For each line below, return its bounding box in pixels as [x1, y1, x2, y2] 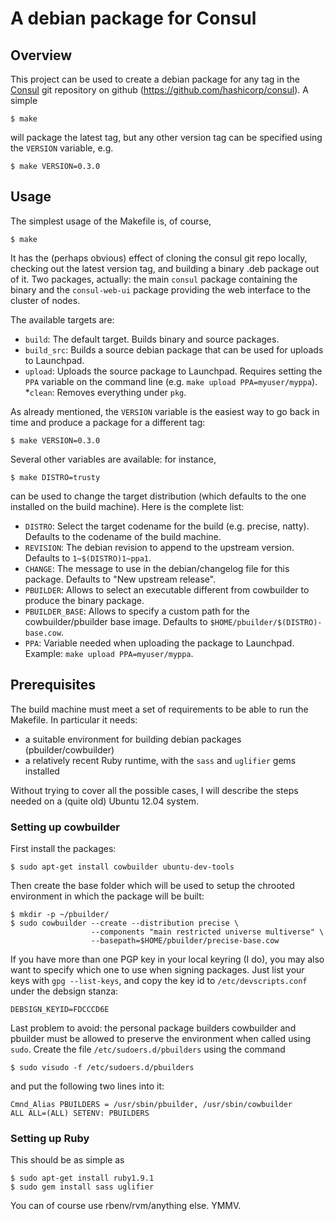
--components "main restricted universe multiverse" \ [90, 927, 325, 937]
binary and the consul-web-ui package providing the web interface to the [10, 283, 311, 296]
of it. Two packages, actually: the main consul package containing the [10, 273, 298, 285]
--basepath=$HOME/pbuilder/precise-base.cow [90, 935, 280, 946]
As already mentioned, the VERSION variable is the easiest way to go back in [10, 405, 320, 417]
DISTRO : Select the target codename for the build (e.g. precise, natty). [24, 520, 310, 532]
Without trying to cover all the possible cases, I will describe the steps [10, 784, 299, 796]
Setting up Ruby [10, 1131, 90, 1145]
